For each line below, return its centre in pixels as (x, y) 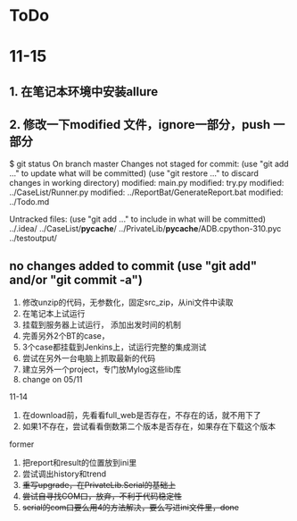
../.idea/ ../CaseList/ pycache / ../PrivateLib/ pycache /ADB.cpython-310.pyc (145, 228)
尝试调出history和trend (64, 474)
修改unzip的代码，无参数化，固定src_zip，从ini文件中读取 (128, 303)
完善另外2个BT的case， (66, 336)
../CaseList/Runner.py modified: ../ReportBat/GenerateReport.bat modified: (146, 192)
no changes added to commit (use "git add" (133, 266)
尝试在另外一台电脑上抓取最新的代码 (89, 358)
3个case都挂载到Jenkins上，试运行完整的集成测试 (114, 347)
